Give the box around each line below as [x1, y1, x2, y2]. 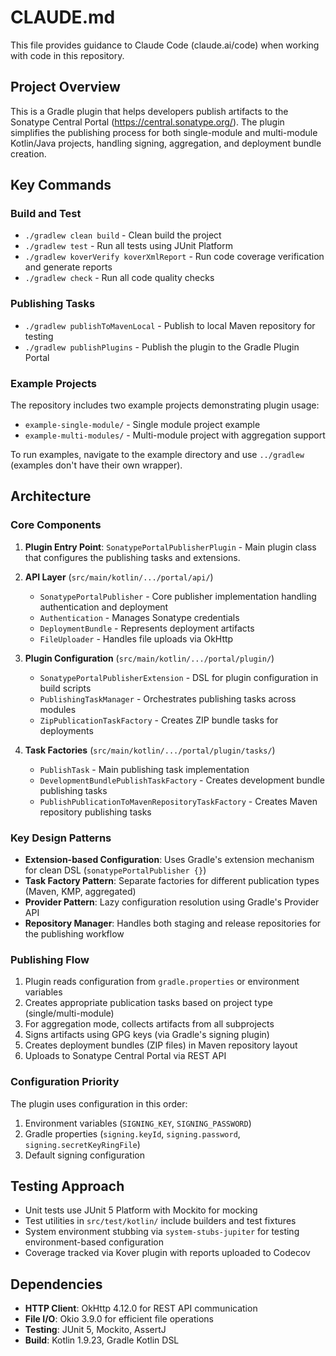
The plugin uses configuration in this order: [10, 1097, 188, 1110]
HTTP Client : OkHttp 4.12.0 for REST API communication [24, 1302, 258, 1315]
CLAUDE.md [10, 6, 116, 29]
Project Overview [10, 79, 121, 96]
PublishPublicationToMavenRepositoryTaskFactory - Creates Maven [39, 795, 318, 807]
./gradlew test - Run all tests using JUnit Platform [24, 240, 233, 252]
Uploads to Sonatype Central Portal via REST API [24, 1050, 227, 1062]
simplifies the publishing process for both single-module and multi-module [10, 126, 318, 138]
